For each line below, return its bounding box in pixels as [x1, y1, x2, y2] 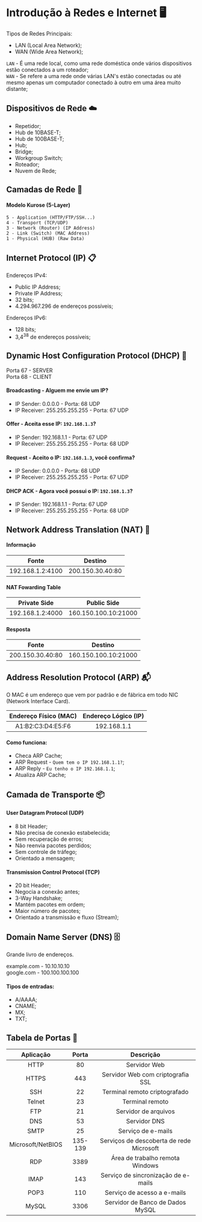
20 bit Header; [14, 882, 51, 889]
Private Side [17, 599, 54, 607]
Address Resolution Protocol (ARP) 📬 [6, 672, 151, 683]
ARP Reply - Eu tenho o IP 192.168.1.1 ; [14, 765, 115, 772]
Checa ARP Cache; [14, 752, 63, 760]
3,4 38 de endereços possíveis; [14, 333, 91, 340]
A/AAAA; [14, 996, 37, 1003]
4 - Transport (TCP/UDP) [6, 220, 69, 226]
